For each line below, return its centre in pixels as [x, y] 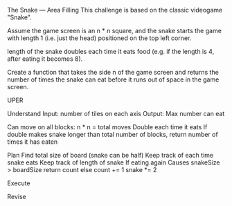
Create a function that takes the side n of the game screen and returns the [113, 72]
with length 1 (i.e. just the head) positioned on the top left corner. [99, 38]
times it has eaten [33, 142]
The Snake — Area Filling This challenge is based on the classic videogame [115, 10]
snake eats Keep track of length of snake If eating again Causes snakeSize [114, 162]
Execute [19, 183]
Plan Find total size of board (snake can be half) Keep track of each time [110, 155]
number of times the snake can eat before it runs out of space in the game [113, 79]
